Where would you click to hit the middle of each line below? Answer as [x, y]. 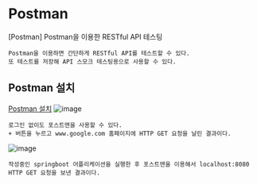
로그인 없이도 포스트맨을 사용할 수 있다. [65, 125]
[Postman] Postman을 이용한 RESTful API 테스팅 [86, 36]
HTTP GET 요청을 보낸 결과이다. [55, 172]
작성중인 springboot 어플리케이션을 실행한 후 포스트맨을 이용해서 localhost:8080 [129, 164]
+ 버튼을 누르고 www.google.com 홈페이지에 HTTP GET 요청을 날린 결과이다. [120, 133]
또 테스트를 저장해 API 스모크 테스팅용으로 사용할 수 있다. [92, 61]
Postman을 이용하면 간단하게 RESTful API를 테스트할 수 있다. [99, 53]
